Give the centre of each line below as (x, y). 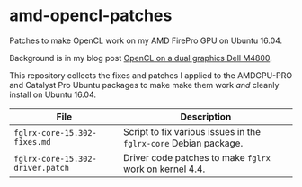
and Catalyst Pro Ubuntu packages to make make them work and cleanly (144, 85)
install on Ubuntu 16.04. (53, 94)
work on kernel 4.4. (164, 169)
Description (206, 116)
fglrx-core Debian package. (183, 143)
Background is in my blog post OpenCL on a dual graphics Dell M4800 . (141, 58)
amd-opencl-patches (91, 16)
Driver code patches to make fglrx (197, 157)
